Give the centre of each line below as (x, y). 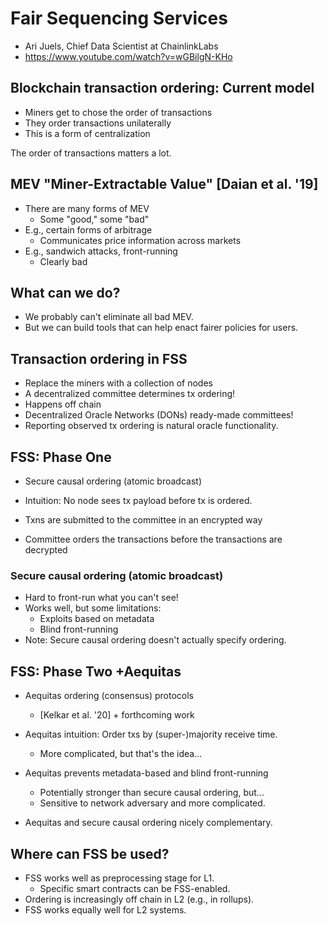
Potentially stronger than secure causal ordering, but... (152, 793)
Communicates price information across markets (140, 240)
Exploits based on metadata (97, 619)
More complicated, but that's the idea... (121, 754)
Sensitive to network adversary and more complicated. (152, 803)
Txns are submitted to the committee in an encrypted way (143, 520)
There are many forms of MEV (87, 208)
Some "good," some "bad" (94, 219)
